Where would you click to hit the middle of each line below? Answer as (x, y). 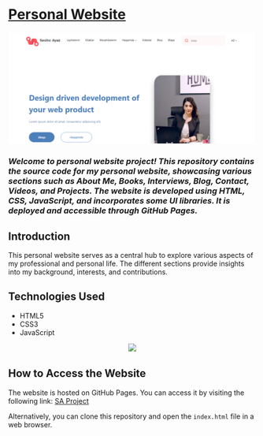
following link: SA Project (48, 401)
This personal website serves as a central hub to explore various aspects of (131, 255)
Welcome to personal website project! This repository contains (131, 162)
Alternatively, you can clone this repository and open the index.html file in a (131, 416)
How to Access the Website (77, 373)
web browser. (30, 424)
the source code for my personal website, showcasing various (130, 171)
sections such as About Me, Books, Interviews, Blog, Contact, (129, 181)
